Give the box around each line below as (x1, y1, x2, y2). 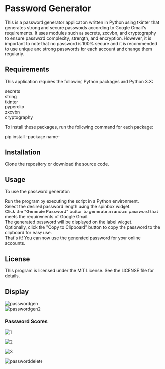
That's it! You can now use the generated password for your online (5, 235, 141, 241)
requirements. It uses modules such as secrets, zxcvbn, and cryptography (5, 30, 156, 36)
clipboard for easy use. (5, 230, 52, 236)
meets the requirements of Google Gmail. (5, 214, 89, 220)
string (5, 93, 17, 99)
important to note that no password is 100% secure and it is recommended (5, 40, 157, 46)
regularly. (5, 51, 25, 57)
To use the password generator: (5, 189, 70, 195)
